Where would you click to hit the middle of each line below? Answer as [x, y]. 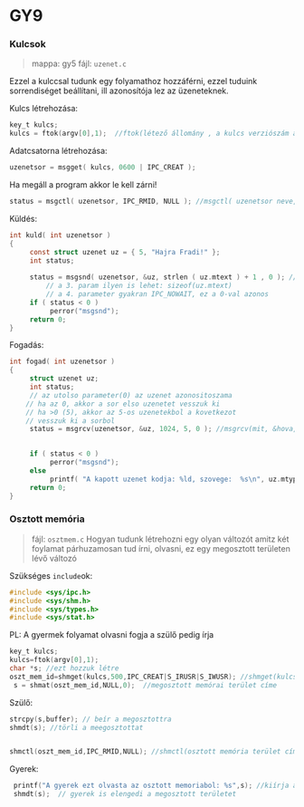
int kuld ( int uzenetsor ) [60, 235]
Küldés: [24, 218]
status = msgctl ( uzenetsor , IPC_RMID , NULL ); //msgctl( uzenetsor [141, 202]
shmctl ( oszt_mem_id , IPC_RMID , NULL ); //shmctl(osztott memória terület [145, 752]
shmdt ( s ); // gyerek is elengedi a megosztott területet [125, 794]
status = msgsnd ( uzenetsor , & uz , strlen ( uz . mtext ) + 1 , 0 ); [157, 277]
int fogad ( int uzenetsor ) [62, 362]
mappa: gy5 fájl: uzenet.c [79, 63]
